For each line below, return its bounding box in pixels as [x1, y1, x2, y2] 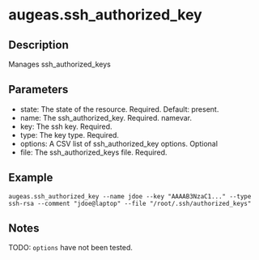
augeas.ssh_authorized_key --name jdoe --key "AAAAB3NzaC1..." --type [8, 192, 252, 200]
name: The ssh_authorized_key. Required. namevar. [19, 113, 193, 122]
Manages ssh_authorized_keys [8, 59, 111, 69]
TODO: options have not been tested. [8, 243, 134, 253]
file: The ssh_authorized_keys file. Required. [19, 147, 168, 157]
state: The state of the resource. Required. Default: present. [19, 104, 219, 114]
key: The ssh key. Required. [19, 121, 113, 131]
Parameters [8, 83, 69, 96]
